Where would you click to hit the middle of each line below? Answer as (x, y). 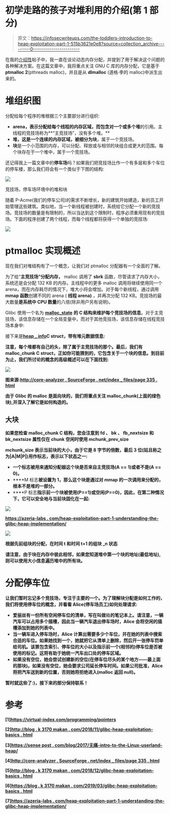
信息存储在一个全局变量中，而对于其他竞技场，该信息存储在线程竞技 (94, 319)
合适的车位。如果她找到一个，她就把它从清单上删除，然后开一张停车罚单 (88, 640)
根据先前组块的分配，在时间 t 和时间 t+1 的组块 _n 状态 (61, 543)
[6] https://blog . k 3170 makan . (39, 786)
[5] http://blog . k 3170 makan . (37, 770)
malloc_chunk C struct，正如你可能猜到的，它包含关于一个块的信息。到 (80, 353)
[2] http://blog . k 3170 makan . (38, 729)
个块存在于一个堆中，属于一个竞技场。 (52, 152)
